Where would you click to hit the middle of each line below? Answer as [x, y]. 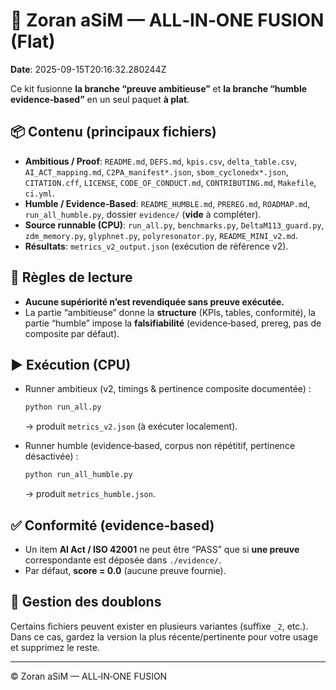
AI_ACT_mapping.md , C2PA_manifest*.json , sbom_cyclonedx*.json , [156, 171]
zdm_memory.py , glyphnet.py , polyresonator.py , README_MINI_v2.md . [161, 235]
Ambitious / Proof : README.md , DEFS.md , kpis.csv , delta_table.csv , [161, 161]
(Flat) [33, 41]
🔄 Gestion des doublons [86, 602]
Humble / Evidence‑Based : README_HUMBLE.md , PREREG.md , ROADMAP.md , [167, 203]
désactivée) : [51, 456]
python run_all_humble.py [78, 475]
